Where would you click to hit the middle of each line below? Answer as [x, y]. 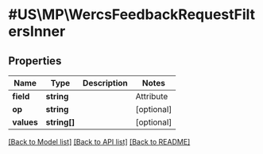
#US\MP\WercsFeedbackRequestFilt [132, 15]
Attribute [152, 96]
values [25, 122]
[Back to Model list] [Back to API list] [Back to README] [99, 142]
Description [105, 83]
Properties [35, 61]
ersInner [37, 31]
